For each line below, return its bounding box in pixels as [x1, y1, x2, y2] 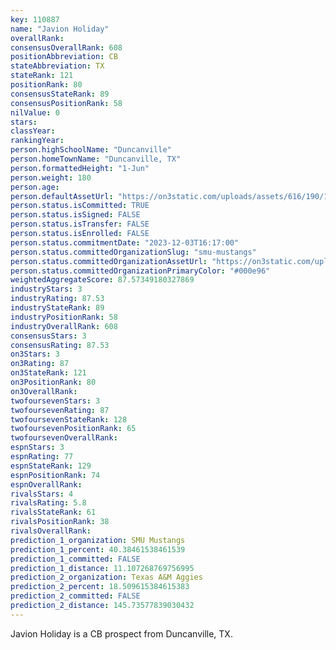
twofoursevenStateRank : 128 [10, 414, 128, 425]
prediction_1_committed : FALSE [10, 554, 141, 564]
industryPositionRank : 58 [10, 312, 118, 322]
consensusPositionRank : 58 [10, 98, 123, 108]
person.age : [10, 182, 60, 192]
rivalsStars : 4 [10, 489, 74, 499]
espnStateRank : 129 [10, 461, 92, 471]
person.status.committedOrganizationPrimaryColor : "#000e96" [10, 266, 271, 276]
